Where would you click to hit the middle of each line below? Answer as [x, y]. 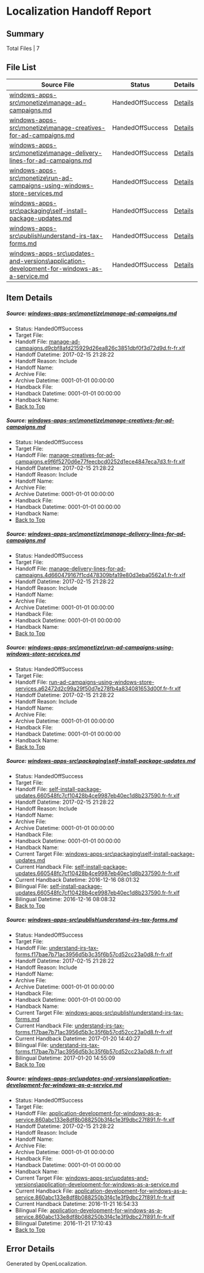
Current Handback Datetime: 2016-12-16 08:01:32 [77, 880]
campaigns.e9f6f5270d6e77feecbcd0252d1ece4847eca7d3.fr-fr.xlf [100, 462]
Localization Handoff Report [79, 11]
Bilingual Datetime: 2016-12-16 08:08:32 [65, 899]
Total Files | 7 [23, 48]
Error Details [30, 1249]
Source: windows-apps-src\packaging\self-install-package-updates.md [101, 761]
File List [21, 67]
